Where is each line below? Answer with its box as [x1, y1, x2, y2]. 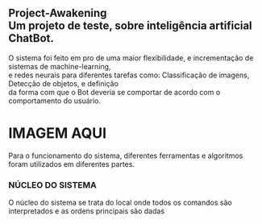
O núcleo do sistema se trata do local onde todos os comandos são [8, 197, 232, 208]
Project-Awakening [8, 6, 107, 20]
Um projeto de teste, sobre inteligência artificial [8, 19, 252, 33]
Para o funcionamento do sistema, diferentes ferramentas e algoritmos [8, 151, 243, 160]
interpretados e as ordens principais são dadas [8, 206, 165, 216]
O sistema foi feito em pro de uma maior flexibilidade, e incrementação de [8, 52, 254, 63]
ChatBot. [8, 31, 55, 45]
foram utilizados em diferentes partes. [8, 159, 135, 168]
